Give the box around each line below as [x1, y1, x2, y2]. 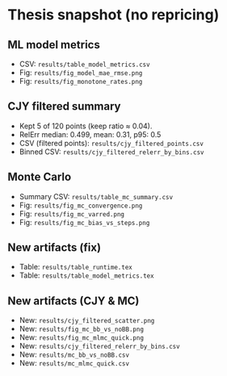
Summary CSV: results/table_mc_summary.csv [19, 191, 174, 201]
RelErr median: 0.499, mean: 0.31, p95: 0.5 [19, 129, 162, 139]
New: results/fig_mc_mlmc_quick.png [19, 332, 145, 342]
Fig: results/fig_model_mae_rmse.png [19, 68, 143, 77]
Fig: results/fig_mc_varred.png [19, 208, 124, 219]
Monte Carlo [7, 170, 72, 184]
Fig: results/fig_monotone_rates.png [19, 77, 143, 86]
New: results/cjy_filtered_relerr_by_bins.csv [19, 341, 180, 351]
